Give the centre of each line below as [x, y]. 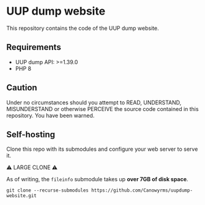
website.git [21, 196]
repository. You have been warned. [50, 115]
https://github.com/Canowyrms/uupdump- [142, 190]
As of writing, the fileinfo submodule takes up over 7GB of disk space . [97, 179]
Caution [22, 88]
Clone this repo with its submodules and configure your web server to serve [102, 149]
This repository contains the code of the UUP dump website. [83, 28]
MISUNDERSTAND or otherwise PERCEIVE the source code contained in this [102, 109]
